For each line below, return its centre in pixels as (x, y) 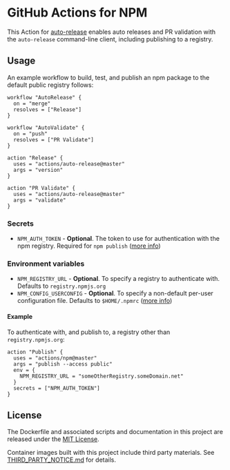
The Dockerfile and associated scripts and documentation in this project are (115, 432)
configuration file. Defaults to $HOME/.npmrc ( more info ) (95, 301)
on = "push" (31, 134)
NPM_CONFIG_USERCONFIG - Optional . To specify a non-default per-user (115, 293)
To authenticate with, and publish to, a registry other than (89, 332)
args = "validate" (40, 200)
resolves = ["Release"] (47, 109)
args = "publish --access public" (63, 364)
